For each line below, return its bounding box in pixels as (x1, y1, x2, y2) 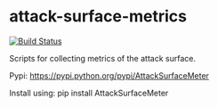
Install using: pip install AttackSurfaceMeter (9, 87, 169, 98)
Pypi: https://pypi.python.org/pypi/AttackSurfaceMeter (9, 70, 209, 81)
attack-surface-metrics (9, 6, 187, 27)
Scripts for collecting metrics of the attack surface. (9, 53, 196, 63)
